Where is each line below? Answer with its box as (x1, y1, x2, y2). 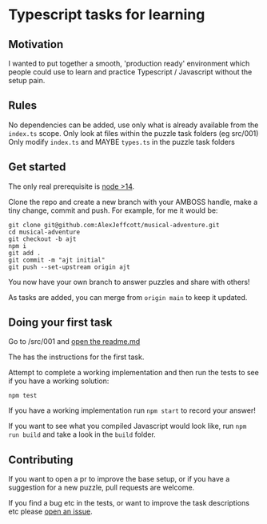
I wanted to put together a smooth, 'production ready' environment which (8, 58, 250, 68)
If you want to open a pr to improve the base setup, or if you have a (8, 474, 230, 484)
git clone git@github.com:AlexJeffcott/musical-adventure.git (8, 221, 220, 229)
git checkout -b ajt (8, 234, 78, 243)
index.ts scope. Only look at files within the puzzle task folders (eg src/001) (8, 128, 259, 138)
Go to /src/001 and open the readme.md (8, 337, 141, 346)
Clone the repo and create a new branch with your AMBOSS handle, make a (8, 197, 258, 206)
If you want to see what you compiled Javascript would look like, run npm (8, 422, 247, 431)
